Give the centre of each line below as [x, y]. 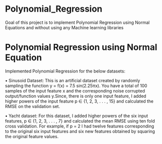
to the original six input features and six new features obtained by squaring [80, 131]
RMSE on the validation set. [33, 106]
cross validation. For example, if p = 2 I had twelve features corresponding [80, 126]
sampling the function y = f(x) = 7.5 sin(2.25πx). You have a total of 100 [76, 86]
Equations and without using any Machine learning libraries [64, 27]
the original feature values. [32, 136]
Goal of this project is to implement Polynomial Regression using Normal [77, 22]
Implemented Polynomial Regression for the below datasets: [65, 71]
